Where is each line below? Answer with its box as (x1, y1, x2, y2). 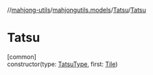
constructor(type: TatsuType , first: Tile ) (7, 60, 118, 68)
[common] (7, 52, 36, 61)
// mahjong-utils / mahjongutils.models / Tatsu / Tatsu (7, 6, 146, 14)
